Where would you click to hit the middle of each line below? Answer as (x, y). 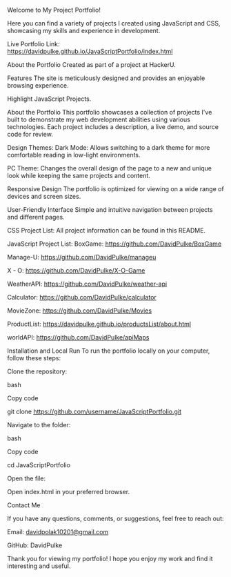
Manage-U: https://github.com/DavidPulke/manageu (82, 257)
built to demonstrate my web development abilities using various (99, 119)
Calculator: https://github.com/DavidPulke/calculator (82, 297)
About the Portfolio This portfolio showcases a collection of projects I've (110, 112)
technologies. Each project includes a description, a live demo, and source (113, 127)
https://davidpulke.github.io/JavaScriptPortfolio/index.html (90, 51)
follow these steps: (34, 358)
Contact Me (24, 505)
